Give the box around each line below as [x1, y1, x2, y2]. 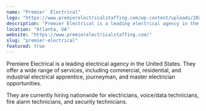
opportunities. [6, 79, 42, 86]
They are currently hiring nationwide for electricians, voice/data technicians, [6, 91, 199, 99]
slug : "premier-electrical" [6, 37, 78, 44]
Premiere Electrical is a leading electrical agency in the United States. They [6, 59, 196, 67]
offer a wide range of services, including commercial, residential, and [6, 66, 181, 74]
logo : [6, 15, 20, 21]
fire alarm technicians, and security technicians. [6, 98, 128, 105]
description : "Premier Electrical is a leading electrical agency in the [6, 20, 199, 26]
